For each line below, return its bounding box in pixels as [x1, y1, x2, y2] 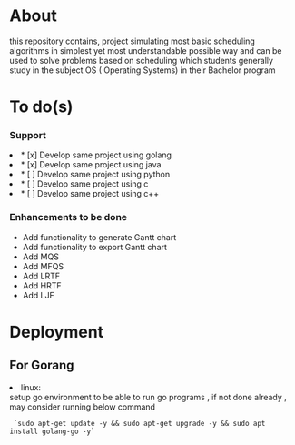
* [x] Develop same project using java [21, 159, 162, 170]
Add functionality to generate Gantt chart [22, 231, 177, 242]
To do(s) [9, 96, 74, 117]
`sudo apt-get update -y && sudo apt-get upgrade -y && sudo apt [13, 419, 266, 428]
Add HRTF [22, 279, 62, 291]
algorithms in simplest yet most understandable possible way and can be [9, 45, 282, 56]
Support [9, 129, 47, 142]
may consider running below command [9, 401, 156, 412]
